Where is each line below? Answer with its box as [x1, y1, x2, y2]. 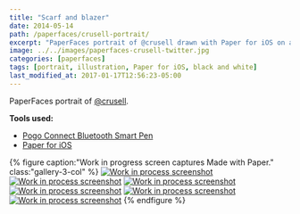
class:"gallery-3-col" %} [9, 166, 99, 177]
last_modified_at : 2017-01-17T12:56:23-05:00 [9, 71, 181, 80]
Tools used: [9, 112, 54, 123]
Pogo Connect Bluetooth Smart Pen [21, 130, 154, 141]
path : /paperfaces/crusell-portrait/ [9, 29, 150, 38]
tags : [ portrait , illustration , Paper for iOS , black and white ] [9, 63, 257, 72]
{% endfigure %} [123, 194, 186, 205]
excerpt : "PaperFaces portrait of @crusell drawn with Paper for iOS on [9, 37, 286, 47]
